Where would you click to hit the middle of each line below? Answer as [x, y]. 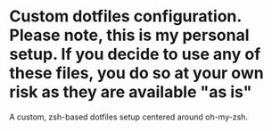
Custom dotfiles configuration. [126, 16]
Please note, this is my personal [129, 35]
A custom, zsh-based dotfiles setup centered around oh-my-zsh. [128, 117]
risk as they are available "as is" [131, 92]
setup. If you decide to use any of [135, 54]
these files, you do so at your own [137, 74]
